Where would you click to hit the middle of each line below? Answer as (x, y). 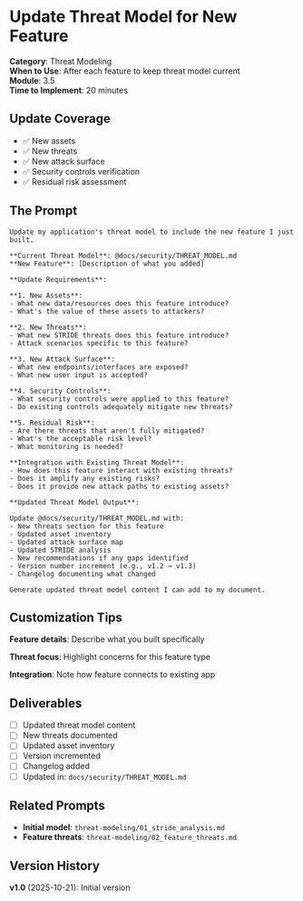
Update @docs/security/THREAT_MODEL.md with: (97, 518)
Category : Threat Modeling (61, 61)
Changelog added (56, 766)
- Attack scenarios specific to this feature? (99, 343)
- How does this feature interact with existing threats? (121, 470)
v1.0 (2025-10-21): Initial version (70, 887)
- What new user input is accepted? (78, 375)
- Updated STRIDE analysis (60, 550)
